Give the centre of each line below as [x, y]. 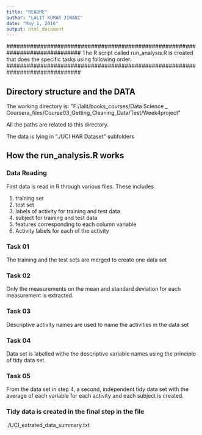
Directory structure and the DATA [71, 91]
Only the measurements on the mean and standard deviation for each [94, 289]
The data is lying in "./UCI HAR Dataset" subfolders [70, 137]
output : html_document [35, 29]
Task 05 [18, 376]
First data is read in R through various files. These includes [80, 186]
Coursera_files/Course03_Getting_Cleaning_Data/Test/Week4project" [94, 113]
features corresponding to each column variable [76, 224]
